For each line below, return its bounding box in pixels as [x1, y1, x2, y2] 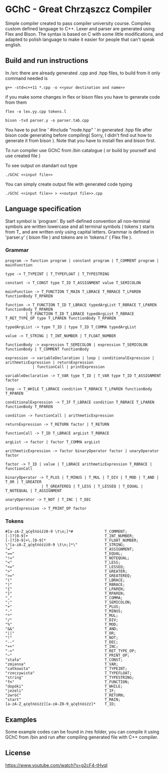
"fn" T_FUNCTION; [5, 679, 130, 685]
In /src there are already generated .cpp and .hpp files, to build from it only [5, 70, 160, 76]
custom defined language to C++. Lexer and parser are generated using [5, 25, 155, 31]
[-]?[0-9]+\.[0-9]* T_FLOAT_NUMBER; [5, 538, 139, 543]
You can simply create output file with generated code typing [5, 181, 133, 187]
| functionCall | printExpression [32, 364, 105, 370]
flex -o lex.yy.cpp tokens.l [5, 109, 67, 114]
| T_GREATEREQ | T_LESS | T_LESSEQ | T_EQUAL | [41, 484, 143, 489]
